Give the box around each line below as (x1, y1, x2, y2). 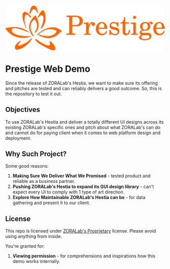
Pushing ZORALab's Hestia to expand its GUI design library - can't (12, 183, 154, 190)
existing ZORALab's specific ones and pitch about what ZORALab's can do (5, 124, 161, 130)
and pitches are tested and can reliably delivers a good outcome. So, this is (5, 85, 162, 91)
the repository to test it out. (5, 91, 62, 97)
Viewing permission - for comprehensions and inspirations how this (12, 253, 155, 259)
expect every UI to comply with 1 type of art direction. (12, 189, 125, 195)
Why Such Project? (5, 149, 67, 158)
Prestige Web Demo (5, 63, 91, 74)
